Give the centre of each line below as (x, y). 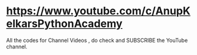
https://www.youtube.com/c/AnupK (98, 11)
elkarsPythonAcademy (64, 24)
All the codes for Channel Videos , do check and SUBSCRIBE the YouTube (97, 40)
